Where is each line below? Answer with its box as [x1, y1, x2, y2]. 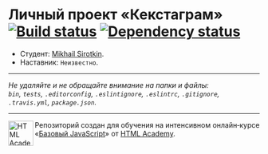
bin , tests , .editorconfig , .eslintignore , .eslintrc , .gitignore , [8, 89, 220, 98]
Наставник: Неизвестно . [19, 57, 99, 67]
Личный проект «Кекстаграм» [8, 6, 223, 24]
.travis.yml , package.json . [8, 97, 97, 107]
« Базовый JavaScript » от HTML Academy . [34, 128, 175, 138]
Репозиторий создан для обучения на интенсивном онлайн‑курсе [34, 120, 260, 129]
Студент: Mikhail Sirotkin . [19, 49, 104, 58]
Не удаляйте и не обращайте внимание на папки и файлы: [8, 80, 209, 89]
